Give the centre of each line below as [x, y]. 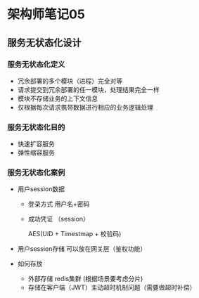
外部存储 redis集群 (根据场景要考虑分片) [85, 279]
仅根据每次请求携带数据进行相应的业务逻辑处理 [85, 107]
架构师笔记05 [46, 14]
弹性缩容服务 [36, 153]
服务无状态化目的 [36, 127]
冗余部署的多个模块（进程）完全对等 [70, 81]
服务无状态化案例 [36, 173]
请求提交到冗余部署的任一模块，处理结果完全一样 [88, 89]
